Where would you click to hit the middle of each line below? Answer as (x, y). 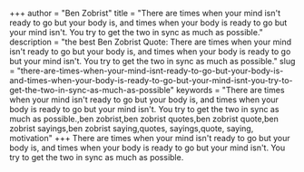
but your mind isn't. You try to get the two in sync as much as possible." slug (152, 61)
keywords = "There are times (230, 90)
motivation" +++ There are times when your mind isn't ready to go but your (150, 138)
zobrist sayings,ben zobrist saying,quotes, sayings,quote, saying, (132, 129)
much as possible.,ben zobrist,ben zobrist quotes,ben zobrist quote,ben (144, 119)
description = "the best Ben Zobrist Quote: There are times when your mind (151, 42)
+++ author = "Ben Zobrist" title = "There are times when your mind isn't (145, 13)
